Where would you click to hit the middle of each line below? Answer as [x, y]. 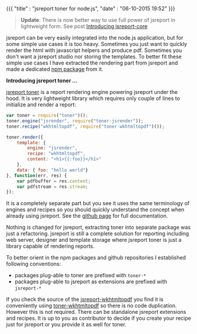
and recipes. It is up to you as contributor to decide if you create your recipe [99, 318]
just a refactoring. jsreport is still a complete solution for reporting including [98, 234]
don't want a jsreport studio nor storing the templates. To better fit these [94, 56]
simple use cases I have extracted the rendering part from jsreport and [92, 63]
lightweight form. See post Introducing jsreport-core [84, 26]
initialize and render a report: [41, 105]
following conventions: [34, 264]
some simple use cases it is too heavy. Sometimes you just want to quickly [97, 44]
